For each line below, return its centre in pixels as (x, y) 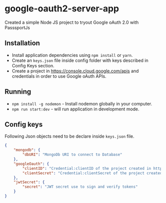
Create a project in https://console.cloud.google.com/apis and (75, 71)
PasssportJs (17, 27)
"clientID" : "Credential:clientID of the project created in (87, 168)
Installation (22, 43)
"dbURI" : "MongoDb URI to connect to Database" (72, 155)
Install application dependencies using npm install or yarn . (72, 55)
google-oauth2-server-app (62, 9)
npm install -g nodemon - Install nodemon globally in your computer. (82, 103)
